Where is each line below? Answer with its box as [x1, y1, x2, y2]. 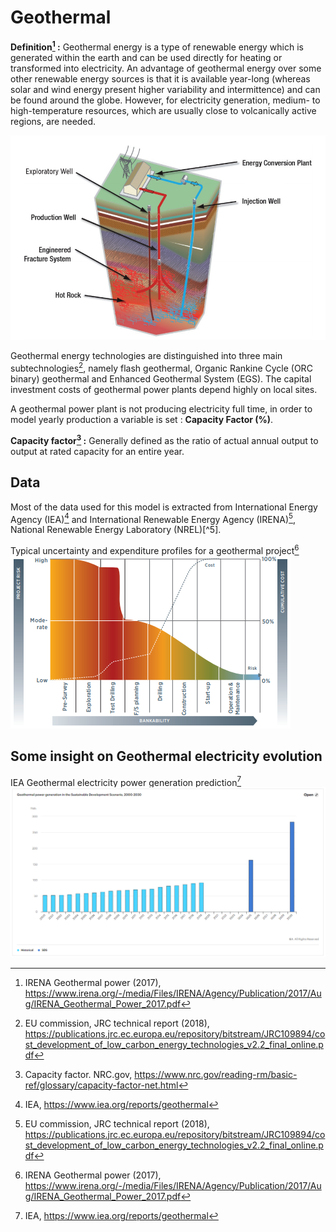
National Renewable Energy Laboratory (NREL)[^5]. [10, 524, 222, 536]
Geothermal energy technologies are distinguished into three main [10, 350, 283, 362]
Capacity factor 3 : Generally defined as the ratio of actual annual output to [10, 433, 319, 446]
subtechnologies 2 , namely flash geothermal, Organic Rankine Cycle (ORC [10, 361, 313, 375]
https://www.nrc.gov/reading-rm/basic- [134, 1068, 298, 1080]
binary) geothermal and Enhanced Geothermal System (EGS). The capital [10, 373, 312, 385]
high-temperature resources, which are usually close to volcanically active [10, 104, 317, 116]
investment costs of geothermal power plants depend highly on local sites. [10, 384, 318, 396]
